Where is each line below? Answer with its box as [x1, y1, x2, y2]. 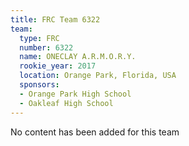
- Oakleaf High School [19, 98, 114, 108]
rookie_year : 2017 [19, 61, 97, 71]
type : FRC [19, 33, 60, 43]
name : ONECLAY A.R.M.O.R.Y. [19, 52, 137, 62]
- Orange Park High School [19, 89, 132, 99]
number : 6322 [19, 42, 74, 53]
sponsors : [19, 80, 60, 90]
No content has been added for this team [10, 126, 180, 138]
